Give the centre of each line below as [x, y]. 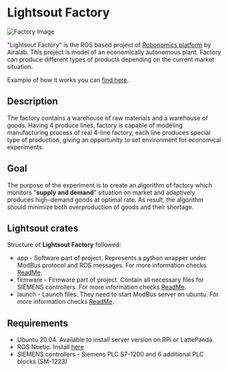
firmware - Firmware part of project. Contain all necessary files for [111, 280]
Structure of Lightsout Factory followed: [64, 245]
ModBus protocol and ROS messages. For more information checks [112, 266]
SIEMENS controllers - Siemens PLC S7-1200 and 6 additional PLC [110, 355]
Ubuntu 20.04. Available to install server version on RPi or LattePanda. [115, 340]
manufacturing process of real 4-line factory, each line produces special [109, 132]
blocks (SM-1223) [42, 361]
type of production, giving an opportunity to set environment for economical [114, 140]
